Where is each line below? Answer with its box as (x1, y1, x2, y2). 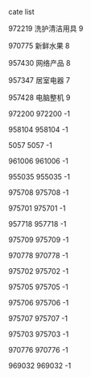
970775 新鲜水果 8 (8, 41, 70, 50)
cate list (8, 7, 35, 16)
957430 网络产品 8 (8, 58, 71, 67)
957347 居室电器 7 (8, 76, 71, 84)
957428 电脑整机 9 (8, 93, 71, 102)
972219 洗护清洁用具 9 (8, 24, 84, 33)
